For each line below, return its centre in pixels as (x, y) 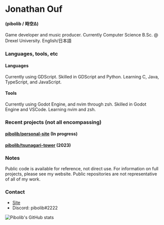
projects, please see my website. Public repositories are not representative (81, 174)
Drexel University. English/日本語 (38, 41)
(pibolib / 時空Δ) (22, 24)
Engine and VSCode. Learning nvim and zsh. (51, 109)
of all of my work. (23, 179)
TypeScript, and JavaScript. (33, 82)
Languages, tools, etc (32, 54)
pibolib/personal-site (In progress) (41, 134)
